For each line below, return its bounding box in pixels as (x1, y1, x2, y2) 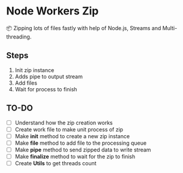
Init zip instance (14, 66, 55, 73)
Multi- (162, 24, 178, 31)
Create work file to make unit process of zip (14, 126, 124, 133)
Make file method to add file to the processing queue (14, 139, 147, 147)
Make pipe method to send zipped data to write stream (14, 146, 151, 153)
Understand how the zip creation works (14, 119, 113, 126)
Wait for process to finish (14, 85, 77, 93)
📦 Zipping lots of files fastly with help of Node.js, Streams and (6, 24, 161, 31)
